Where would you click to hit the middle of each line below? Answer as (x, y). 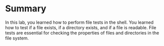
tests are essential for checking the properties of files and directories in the (82, 33)
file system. (17, 38)
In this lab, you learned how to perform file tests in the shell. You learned (80, 22)
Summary (26, 9)
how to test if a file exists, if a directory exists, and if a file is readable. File (81, 27)
